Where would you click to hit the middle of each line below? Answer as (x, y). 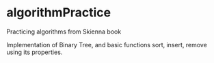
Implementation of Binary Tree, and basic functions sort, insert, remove (107, 45)
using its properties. (35, 52)
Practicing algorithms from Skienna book (64, 32)
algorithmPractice (59, 13)
